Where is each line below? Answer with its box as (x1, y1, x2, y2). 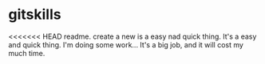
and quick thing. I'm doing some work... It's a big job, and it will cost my (8, 40, 243, 49)
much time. (8, 48, 45, 58)
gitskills (8, 6, 61, 24)
